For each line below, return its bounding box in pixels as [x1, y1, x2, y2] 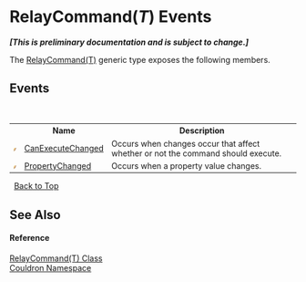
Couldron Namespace [9, 262, 92, 273]
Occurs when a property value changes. [111, 160, 262, 171]
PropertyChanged [24, 160, 92, 171]
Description [178, 125, 225, 136]
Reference [9, 233, 50, 244]
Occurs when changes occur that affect [111, 138, 260, 149]
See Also [9, 207, 61, 223]
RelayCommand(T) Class [9, 253, 103, 264]
